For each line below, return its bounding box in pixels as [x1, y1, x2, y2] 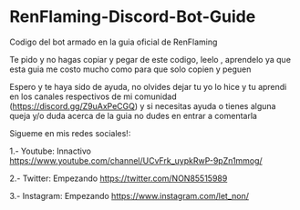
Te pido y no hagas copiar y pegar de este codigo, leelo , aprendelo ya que [9, 54, 292, 65]
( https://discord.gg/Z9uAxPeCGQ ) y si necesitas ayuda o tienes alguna [9, 100, 276, 111]
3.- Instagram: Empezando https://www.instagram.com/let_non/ [9, 190, 249, 201]
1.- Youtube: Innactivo [9, 145, 91, 156]
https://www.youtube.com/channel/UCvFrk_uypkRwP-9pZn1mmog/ [9, 155, 263, 165]
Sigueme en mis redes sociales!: [9, 127, 131, 138]
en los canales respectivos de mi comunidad [9, 91, 177, 102]
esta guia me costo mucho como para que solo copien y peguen [9, 64, 252, 75]
